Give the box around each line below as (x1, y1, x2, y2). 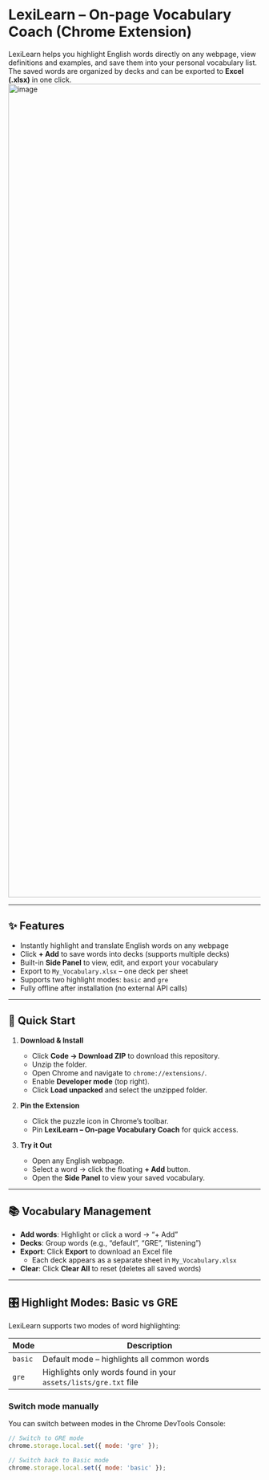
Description (126, 1340, 173, 1352)
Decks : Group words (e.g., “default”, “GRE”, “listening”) (19, 1238, 202, 1248)
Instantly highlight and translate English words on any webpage (19, 941, 230, 950)
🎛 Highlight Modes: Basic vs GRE (8, 1295, 179, 1309)
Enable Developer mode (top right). (31, 1076, 150, 1086)
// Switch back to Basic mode (8, 1457, 110, 1465)
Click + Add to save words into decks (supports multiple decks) (19, 949, 230, 958)
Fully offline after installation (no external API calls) (19, 983, 188, 993)
